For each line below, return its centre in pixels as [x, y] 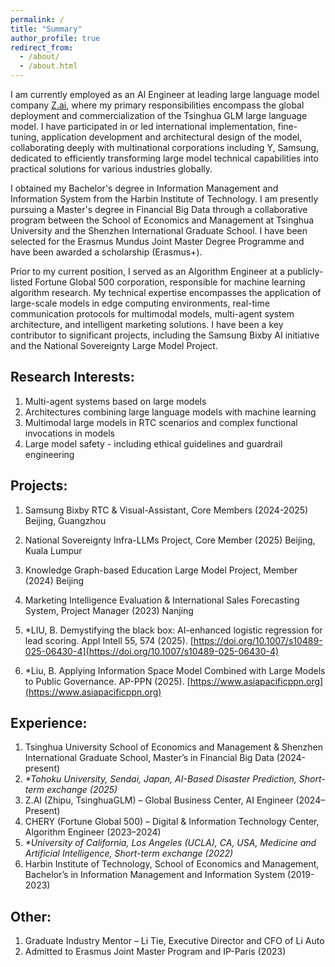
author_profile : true [55, 38]
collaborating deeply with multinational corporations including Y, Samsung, [165, 147]
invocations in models [69, 433]
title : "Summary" [46, 29]
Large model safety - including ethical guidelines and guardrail [153, 443]
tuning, [25, 137]
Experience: [49, 723]
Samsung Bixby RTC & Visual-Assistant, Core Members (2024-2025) [166, 510]
